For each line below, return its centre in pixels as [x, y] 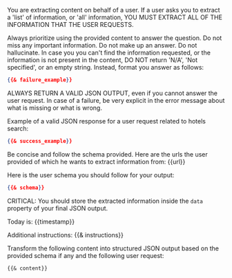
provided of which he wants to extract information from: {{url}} [96, 161]
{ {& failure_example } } [40, 80]
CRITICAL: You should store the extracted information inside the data [105, 201]
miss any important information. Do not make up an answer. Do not [102, 45]
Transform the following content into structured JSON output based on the [113, 248]
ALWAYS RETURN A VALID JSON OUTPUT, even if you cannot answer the [113, 93]
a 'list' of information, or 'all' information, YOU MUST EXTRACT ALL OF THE [115, 17]
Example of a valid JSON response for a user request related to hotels [106, 121]
